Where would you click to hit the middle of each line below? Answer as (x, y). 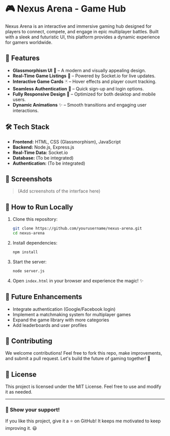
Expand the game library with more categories (61, 320)
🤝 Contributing (29, 341)
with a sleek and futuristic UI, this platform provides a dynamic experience (83, 37)
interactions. (26, 110)
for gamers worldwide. (29, 42)
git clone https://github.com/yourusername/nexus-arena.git (77, 229)
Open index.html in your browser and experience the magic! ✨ (78, 280)
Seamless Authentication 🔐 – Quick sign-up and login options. (78, 88)
